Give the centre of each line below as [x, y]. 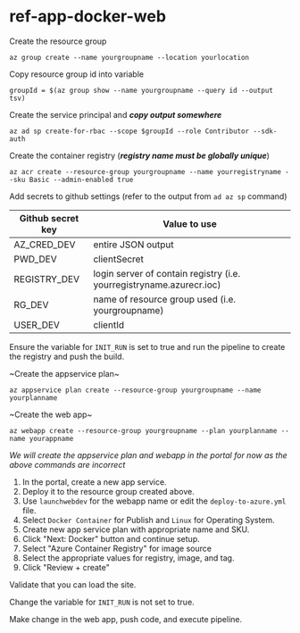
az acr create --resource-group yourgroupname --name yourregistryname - [150, 171]
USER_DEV [37, 325]
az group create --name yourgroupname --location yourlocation [129, 57]
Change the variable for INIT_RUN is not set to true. [102, 602]
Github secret [49, 218]
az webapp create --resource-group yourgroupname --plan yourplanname [143, 430]
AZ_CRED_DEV [45, 245]
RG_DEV [31, 304]
